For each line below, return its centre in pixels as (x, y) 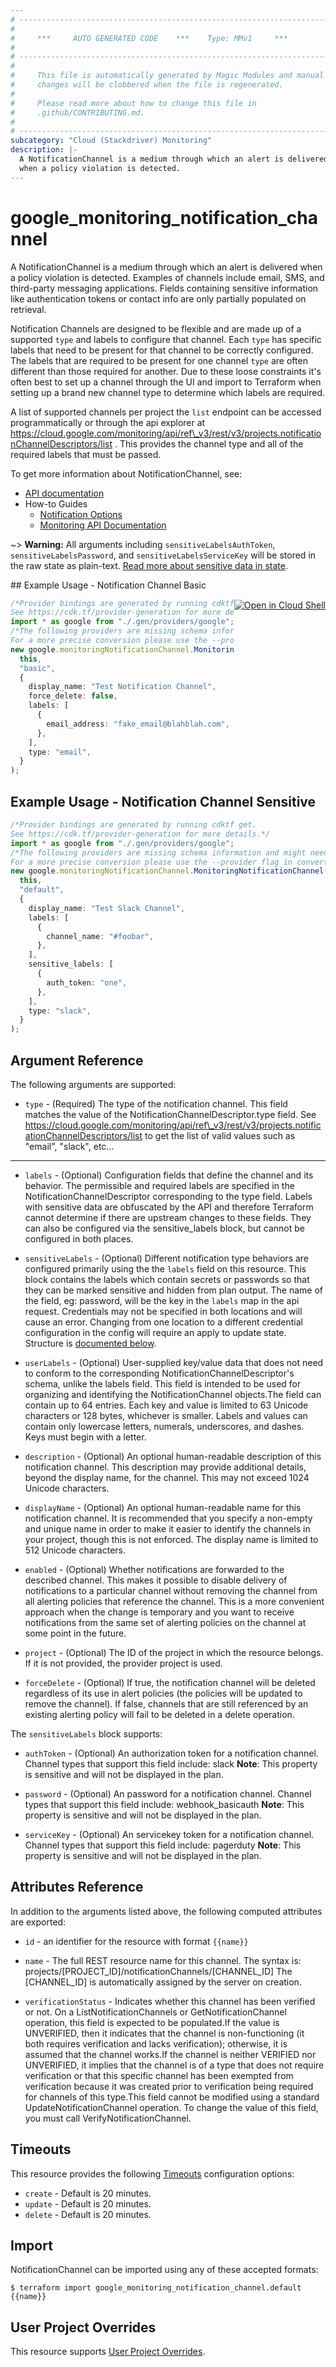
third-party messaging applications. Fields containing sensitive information (164, 288)
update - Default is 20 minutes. (88, 2203)
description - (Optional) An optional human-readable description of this (173, 1456)
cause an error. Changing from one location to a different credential (163, 1322)
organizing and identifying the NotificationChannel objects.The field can (173, 1394)
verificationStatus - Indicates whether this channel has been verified (170, 2001)
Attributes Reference (77, 1887)
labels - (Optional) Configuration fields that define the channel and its (169, 1175)
